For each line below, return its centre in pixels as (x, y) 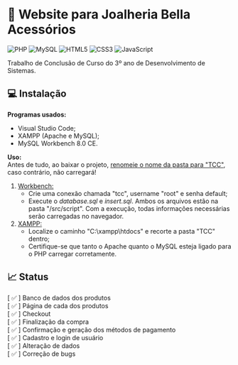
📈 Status (28, 277)
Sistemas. (22, 70)
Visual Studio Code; (47, 128)
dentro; (39, 239)
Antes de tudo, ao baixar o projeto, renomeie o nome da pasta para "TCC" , (117, 164)
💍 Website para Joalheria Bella (99, 15)
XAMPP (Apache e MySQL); (58, 136)
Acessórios (42, 29)
